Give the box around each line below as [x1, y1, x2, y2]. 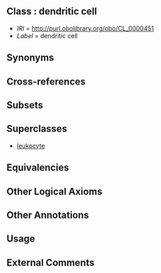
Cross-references [6, 75, 86, 87]
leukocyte [16, 141, 45, 149]
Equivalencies [6, 162, 69, 174]
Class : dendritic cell [6, 6, 98, 17]
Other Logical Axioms [6, 185, 102, 198]
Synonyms [6, 52, 54, 64]
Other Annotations [6, 209, 89, 221]
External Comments [6, 256, 95, 268]
